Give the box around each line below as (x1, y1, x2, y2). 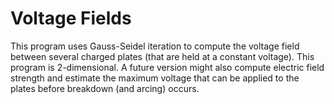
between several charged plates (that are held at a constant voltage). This (10, 50, 315, 62)
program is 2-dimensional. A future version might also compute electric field (10, 61, 325, 73)
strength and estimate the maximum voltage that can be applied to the (10, 72, 300, 84)
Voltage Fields (10, 7, 132, 30)
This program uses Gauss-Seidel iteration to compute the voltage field (10, 40, 300, 52)
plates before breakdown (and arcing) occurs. (10, 82, 200, 94)
